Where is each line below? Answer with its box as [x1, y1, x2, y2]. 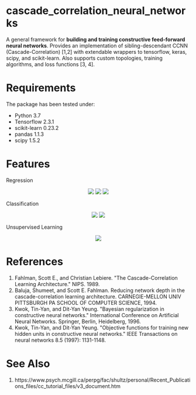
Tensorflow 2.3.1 [14, 118, 54, 125]
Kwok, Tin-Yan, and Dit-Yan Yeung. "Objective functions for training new [14, 324, 189, 331]
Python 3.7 [14, 112, 41, 119]
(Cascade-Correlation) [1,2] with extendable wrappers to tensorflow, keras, [6, 48, 187, 55]
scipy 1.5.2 [14, 136, 40, 144]
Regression [6, 177, 33, 184]
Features [6, 157, 50, 171]
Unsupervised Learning [6, 224, 63, 231]
